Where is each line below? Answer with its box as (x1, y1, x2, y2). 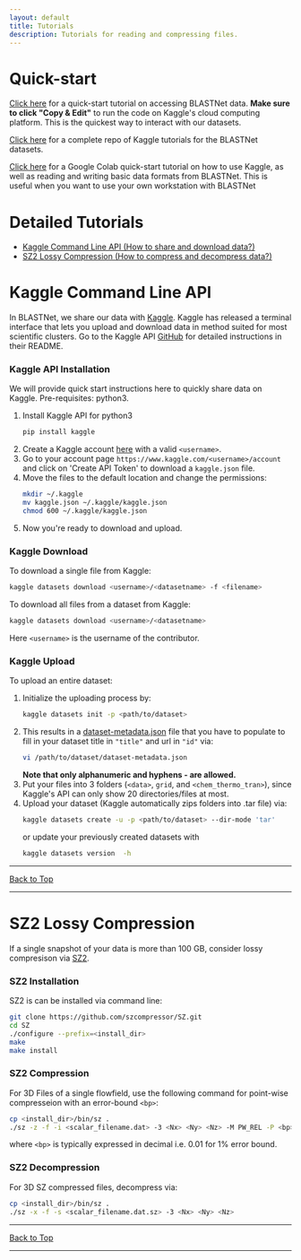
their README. (9, 341, 64, 352)
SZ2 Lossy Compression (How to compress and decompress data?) (21, 251, 273, 262)
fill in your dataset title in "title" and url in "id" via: (21, 736, 213, 747)
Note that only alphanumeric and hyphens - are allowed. (21, 769, 236, 780)
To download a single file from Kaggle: (9, 566, 151, 577)
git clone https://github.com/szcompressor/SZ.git (9, 1012, 202, 1022)
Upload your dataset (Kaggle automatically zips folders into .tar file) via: (21, 798, 288, 809)
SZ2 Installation (9, 975, 80, 987)
